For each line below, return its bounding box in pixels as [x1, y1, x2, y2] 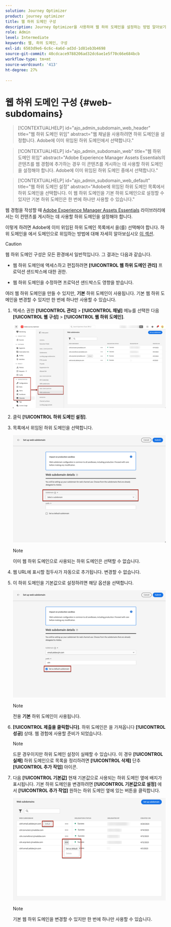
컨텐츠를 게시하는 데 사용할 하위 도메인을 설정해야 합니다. [20, 214, 133, 220]
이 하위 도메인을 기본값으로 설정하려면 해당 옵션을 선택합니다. [12, 580, 134, 586]
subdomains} [5, 108, 64, 120]
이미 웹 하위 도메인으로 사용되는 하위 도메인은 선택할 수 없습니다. [12, 558, 140, 564]
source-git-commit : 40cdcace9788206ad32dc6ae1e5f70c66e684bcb [5, 51, 140, 56]
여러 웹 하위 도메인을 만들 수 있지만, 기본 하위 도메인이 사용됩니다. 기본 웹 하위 [5, 290, 160, 297]
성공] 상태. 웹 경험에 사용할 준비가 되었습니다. [12, 730, 103, 736]
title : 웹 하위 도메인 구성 [5, 19, 56, 24]
